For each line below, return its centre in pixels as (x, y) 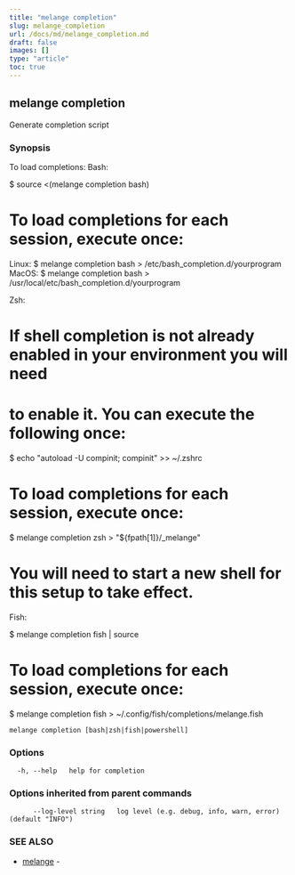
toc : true (28, 68)
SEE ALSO (32, 842)
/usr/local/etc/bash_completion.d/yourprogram (95, 282)
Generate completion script (59, 125)
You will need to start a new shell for (145, 574)
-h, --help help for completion (81, 771)
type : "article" (39, 59)
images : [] (29, 51)
